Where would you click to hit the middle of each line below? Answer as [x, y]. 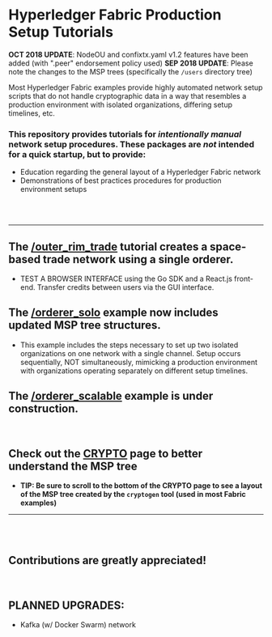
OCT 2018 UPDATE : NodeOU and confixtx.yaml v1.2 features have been [128, 54]
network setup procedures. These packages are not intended [132, 144]
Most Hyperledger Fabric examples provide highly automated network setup [136, 87]
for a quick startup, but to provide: [77, 154]
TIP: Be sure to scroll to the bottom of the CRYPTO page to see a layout [141, 486]
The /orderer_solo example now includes [113, 313]
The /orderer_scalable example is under [111, 396]
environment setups [53, 189]
